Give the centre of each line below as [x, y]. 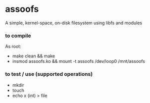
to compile [18, 36]
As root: [13, 47]
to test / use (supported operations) [49, 74]
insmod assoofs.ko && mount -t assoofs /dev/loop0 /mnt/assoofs [78, 61]
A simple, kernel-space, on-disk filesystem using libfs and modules [74, 23]
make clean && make [34, 56]
